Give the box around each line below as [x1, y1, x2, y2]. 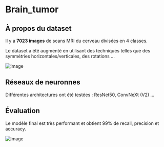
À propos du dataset [5, 24, 72, 33]
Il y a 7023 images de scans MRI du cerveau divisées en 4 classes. [5, 38, 148, 44]
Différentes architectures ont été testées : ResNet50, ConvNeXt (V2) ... [5, 91, 155, 98]
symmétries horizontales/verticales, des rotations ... [5, 53, 115, 59]
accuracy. [5, 125, 27, 132]
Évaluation [5, 106, 40, 115]
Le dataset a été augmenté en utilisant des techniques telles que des [5, 48, 150, 53]
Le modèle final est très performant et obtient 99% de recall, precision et [5, 120, 159, 126]
